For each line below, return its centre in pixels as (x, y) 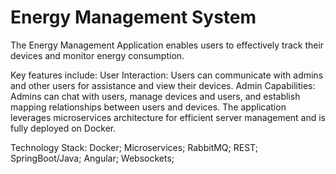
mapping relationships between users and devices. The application (148, 107)
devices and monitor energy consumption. (97, 55)
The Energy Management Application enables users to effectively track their (167, 45)
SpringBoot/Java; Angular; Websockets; (92, 158)
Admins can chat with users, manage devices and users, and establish (155, 96)
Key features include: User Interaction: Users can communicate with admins (167, 75)
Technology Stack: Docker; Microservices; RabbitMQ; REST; (134, 147)
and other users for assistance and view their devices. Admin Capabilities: (163, 85)
